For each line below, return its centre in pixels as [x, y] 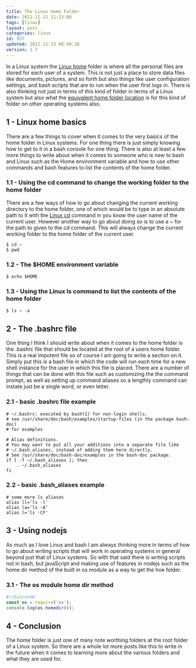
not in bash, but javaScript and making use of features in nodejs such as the [97, 563]
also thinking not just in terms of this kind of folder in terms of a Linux [90, 91]
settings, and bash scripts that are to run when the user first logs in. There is [98, 85]
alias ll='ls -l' [27, 502]
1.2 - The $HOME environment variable [62, 265]
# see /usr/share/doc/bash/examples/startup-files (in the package [90, 419]
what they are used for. [34, 659]
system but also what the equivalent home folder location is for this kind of [96, 97]
